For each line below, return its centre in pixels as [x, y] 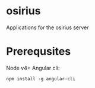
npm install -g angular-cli [41, 78]
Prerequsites [39, 51]
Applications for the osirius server [47, 27]
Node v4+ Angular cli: [33, 68]
